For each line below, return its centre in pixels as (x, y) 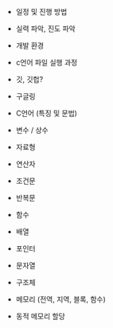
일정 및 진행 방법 (41, 12)
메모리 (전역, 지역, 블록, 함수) (60, 299)
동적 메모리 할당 (40, 316)
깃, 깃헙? (29, 79)
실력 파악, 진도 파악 (45, 29)
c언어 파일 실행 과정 (47, 62)
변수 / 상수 (32, 130)
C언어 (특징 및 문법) (47, 113)
